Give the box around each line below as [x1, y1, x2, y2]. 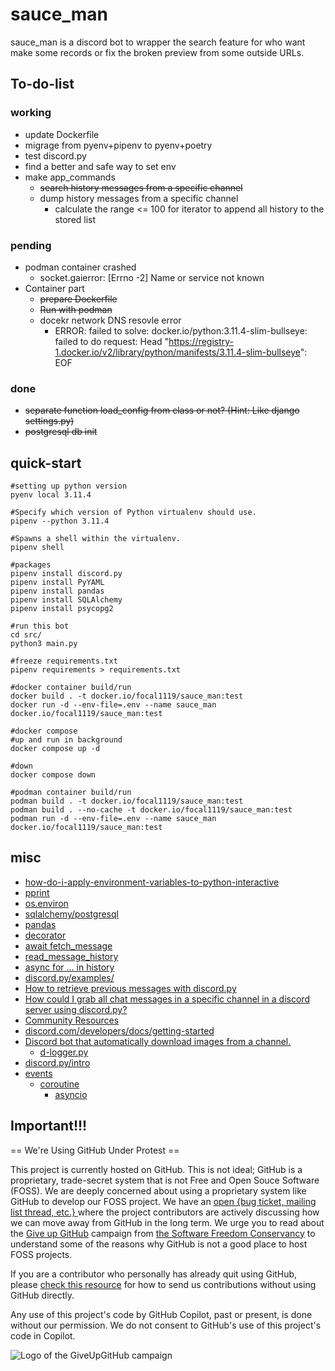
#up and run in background [10, 735, 123, 745]
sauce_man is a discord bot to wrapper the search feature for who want [10, 36, 306, 48]
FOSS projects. [10, 1248, 73, 1260]
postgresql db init [24, 426, 98, 438]
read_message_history [24, 950, 119, 962]
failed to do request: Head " [54, 335, 170, 347]
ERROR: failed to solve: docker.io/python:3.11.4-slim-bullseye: [54, 324, 308, 337]
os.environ [24, 897, 69, 909]
